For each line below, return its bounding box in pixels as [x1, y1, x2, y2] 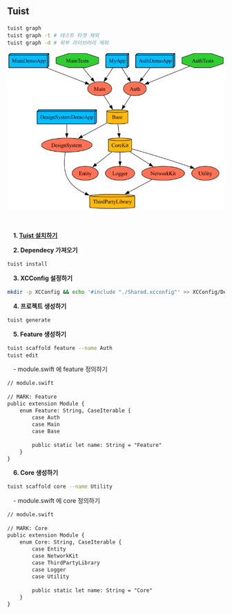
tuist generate [7, 317, 51, 324]
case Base [32, 428, 60, 435]
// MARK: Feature [7, 393, 57, 401]
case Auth [32, 414, 60, 422]
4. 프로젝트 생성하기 [13, 301, 67, 310]
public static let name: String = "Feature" [32, 442, 162, 449]
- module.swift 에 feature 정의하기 [13, 365, 108, 373]
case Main [32, 421, 60, 428]
